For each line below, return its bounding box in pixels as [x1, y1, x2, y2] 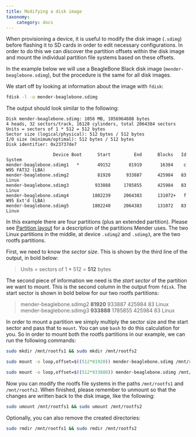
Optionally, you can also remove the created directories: [6, 414, 141, 421]
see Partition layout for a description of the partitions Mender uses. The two [6, 224, 188, 231]
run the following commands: [6, 337, 76, 344]
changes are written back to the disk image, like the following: [6, 392, 155, 399]
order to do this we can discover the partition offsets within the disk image [6, 48, 185, 55]
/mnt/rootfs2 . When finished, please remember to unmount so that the [6, 386, 176, 393]
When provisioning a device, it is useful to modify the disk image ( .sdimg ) [6, 36, 182, 43]
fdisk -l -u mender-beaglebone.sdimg [6, 94, 98, 100]
